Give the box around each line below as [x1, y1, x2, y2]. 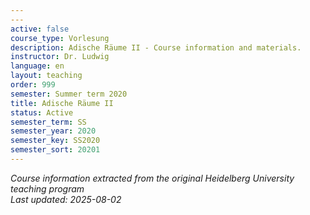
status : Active [10, 107, 74, 118]
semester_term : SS [10, 117, 87, 127]
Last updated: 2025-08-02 [10, 193, 122, 205]
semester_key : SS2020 [10, 136, 101, 146]
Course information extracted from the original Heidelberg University [10, 172, 295, 184]
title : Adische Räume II [10, 98, 114, 108]
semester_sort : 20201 [10, 145, 101, 155]
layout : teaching [10, 71, 83, 81]
